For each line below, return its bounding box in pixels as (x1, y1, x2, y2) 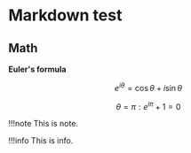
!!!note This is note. (8, 119, 79, 129)
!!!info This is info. (8, 135, 74, 146)
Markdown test (8, 5, 123, 26)
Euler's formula (8, 64, 67, 74)
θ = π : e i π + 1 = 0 (115, 99, 181, 111)
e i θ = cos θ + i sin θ (114, 81, 183, 93)
